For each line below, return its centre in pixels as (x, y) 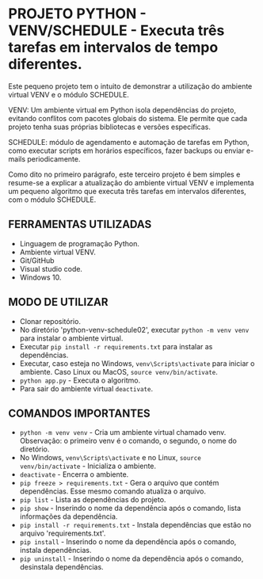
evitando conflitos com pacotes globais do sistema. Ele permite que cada (128, 118)
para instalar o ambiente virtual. (71, 338)
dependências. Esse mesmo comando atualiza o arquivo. (112, 491)
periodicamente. (54, 158)
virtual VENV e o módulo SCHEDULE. (69, 94)
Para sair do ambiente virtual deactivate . (86, 388)
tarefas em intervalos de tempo (113, 48)
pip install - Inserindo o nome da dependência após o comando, (128, 542)
